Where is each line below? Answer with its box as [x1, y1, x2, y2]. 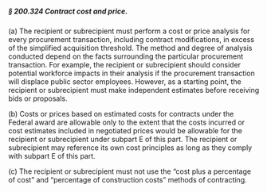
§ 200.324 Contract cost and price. [8, 6, 128, 16]
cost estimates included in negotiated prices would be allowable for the [8, 125, 243, 135]
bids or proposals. [8, 94, 68, 103]
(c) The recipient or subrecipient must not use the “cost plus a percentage [8, 167, 252, 176]
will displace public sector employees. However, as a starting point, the [8, 76, 241, 86]
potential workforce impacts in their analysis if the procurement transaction [8, 68, 255, 78]
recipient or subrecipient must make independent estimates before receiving [8, 85, 260, 94]
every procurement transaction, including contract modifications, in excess [8, 34, 255, 44]
